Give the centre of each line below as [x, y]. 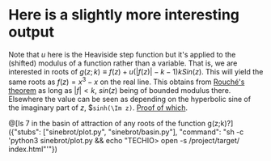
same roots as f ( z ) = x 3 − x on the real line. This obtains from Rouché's [127, 81]
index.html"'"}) [33, 149]
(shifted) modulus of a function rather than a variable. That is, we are [123, 63]
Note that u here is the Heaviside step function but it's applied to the [122, 54]
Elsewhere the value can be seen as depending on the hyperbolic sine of [130, 99]
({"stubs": [25, 132]
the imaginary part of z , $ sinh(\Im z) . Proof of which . [98, 108]
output [32, 32]
